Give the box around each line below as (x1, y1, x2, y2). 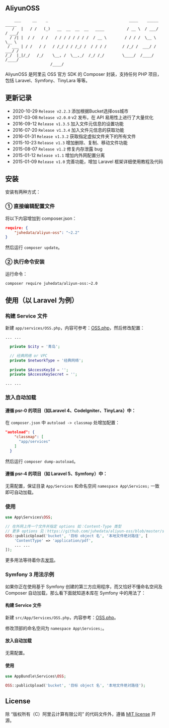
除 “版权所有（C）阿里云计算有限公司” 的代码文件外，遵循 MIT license (5, 711, 150, 717)
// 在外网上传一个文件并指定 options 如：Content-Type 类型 (5, 524, 122, 529)
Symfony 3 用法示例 (5, 571, 54, 578)
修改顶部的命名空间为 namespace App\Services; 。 (5, 625, 107, 631)
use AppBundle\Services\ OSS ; (5, 674, 66, 679)
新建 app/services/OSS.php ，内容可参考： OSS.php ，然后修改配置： (5, 325, 145, 331)
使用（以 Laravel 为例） (5, 296, 78, 304)
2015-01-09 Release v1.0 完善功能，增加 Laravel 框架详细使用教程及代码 (12, 159, 163, 165)
